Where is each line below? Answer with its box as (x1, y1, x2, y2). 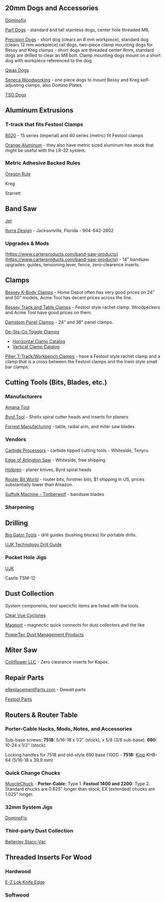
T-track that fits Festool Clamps (5, 121, 83, 128)
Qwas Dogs (5, 67, 29, 73)
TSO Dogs (5, 91, 26, 97)
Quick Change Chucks (5, 769, 61, 776)
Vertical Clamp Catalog (12, 343, 60, 349)
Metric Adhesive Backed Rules (5, 160, 81, 166)
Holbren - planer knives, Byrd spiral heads (5, 467, 92, 473)
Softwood (5, 892, 29, 899)
